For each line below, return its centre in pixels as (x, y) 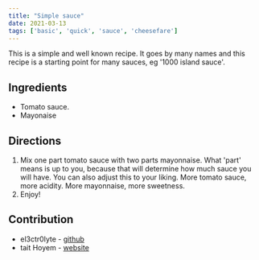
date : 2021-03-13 (37, 23)
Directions (35, 140)
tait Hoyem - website (55, 247)
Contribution (41, 219)
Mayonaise (38, 116)
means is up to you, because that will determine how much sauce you (136, 169)
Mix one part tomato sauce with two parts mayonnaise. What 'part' (130, 160)
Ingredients (38, 87)
